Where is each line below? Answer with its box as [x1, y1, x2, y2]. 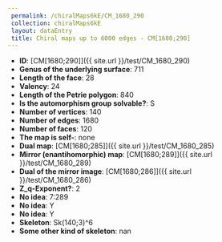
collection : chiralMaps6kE [10, 19, 102, 27]
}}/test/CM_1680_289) [18, 158, 91, 168]
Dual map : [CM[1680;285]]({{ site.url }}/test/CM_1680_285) [18, 141, 215, 151]
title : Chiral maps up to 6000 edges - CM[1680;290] [10, 34, 192, 42]
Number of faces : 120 [18, 124, 93, 134]
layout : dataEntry [10, 26, 73, 34]
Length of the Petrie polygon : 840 [18, 90, 134, 100]
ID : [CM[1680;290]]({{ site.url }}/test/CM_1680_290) [18, 56, 190, 66]
